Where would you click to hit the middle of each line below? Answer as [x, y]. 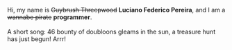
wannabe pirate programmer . [50, 17]
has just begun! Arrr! [36, 39]
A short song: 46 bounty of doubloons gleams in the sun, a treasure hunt [111, 32]
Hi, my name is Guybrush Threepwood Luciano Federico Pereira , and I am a [116, 10]
